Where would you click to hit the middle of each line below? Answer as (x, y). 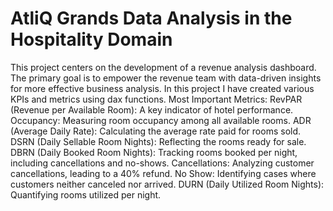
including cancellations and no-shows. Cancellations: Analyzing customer (162, 163)
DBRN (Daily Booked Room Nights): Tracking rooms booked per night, (154, 152)
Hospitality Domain (91, 39)
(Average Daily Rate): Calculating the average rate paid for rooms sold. (156, 131)
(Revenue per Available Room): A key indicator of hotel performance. (152, 109)
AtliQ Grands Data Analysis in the (151, 18)
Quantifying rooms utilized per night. (86, 194)
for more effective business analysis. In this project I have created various (162, 88)
